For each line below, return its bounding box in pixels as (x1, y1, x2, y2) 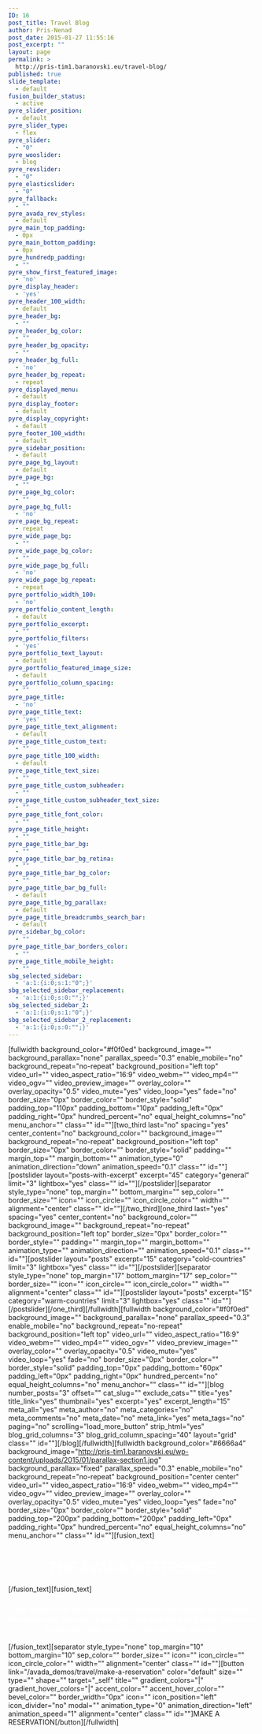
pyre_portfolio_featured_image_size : (8, 664, 132, 672)
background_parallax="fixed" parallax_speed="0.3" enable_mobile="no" (8, 1464, 243, 1473)
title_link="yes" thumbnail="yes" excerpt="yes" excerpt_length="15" (8, 1397, 231, 1406)
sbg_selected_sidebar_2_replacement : (8, 1016, 132, 1024)
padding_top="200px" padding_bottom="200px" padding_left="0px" (8, 1514, 232, 1523)
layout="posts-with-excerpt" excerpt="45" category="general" (44, 1170, 249, 1180)
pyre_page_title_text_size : (8, 766, 101, 774)
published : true (8, 70, 61, 78)
